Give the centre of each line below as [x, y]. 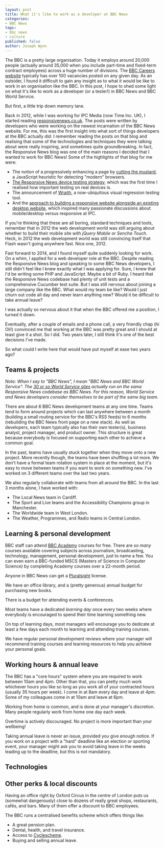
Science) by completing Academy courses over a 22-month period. [73, 566]
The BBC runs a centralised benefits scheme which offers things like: [75, 815]
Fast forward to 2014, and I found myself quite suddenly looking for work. [79, 253]
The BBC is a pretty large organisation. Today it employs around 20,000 [77, 60]
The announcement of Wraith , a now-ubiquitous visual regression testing [86, 192]
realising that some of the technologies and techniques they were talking [78, 141]
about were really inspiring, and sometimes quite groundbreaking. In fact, [79, 146]
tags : [11, 28]
